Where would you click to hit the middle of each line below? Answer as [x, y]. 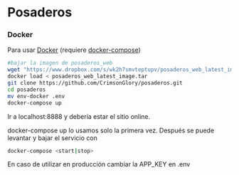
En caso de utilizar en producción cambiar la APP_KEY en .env [99, 164]
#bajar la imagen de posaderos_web [60, 63]
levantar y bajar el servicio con [52, 138]
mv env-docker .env [36, 96]
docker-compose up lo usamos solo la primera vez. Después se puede [111, 130]
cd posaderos [27, 90]
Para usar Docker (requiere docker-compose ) [74, 50]
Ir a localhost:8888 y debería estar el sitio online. [79, 116]
